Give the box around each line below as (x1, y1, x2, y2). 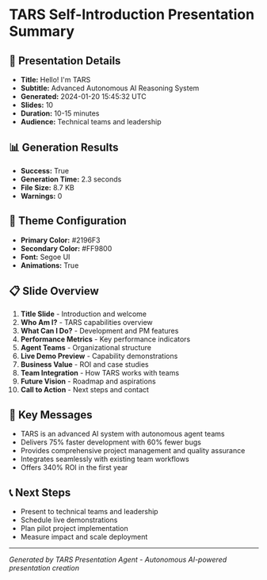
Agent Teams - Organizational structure (20, 343, 151, 353)
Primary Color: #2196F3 (20, 235, 101, 245)
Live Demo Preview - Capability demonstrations (20, 351, 178, 361)
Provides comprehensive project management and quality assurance (20, 446, 246, 456)
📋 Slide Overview (9, 284, 100, 298)
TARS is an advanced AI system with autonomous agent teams (20, 429, 225, 439)
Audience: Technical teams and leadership (20, 117, 162, 126)
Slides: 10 (20, 101, 54, 109)
